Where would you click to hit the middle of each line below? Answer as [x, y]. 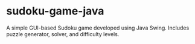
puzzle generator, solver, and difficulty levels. [63, 34]
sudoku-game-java [55, 11]
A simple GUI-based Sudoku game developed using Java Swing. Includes [98, 28]
